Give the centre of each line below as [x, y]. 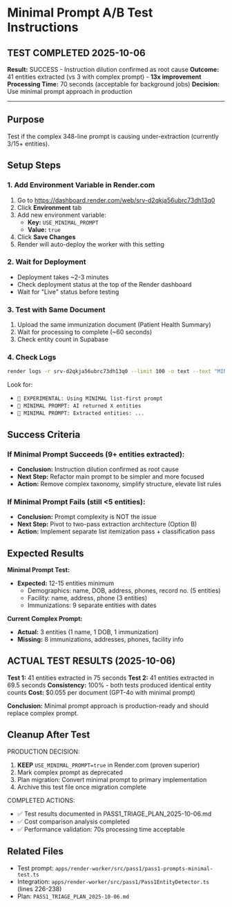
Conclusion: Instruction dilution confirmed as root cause [98, 469]
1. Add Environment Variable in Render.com [81, 185]
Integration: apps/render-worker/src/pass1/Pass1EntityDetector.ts [113, 881]
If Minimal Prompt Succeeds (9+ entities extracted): [96, 454]
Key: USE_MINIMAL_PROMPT [63, 222]
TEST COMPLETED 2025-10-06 [77, 53]
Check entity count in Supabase [63, 339]
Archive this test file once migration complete [82, 787]
